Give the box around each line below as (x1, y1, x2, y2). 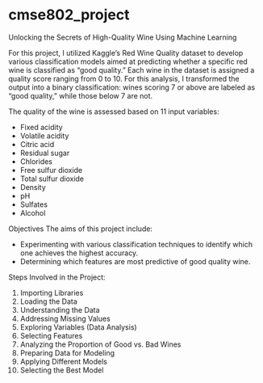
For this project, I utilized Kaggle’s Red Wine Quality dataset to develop (8, 48, 244, 57)
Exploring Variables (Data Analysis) (19, 322, 137, 332)
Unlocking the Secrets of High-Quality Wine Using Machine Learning (8, 32, 237, 42)
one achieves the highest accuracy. (19, 248, 139, 258)
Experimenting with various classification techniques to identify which (19, 239, 253, 249)
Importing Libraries (19, 288, 84, 297)
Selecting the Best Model (19, 365, 104, 375)
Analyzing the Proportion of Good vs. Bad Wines (19, 339, 182, 349)
